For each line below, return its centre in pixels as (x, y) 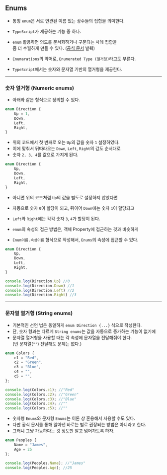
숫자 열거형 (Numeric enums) (40, 88)
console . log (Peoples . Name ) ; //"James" (45, 463)
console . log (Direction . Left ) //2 (40, 290)
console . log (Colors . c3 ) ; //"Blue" (41, 399)
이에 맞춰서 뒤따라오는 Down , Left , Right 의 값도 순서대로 (66, 149)
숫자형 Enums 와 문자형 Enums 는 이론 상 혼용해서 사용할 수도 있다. (74, 418)
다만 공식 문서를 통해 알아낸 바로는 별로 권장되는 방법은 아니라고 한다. (79, 425)
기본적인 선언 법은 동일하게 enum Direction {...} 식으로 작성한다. (77, 325)
